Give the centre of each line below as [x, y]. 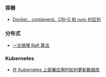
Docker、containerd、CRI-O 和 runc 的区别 [56, 19]
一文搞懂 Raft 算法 [31, 45]
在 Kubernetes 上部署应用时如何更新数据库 [56, 70]
